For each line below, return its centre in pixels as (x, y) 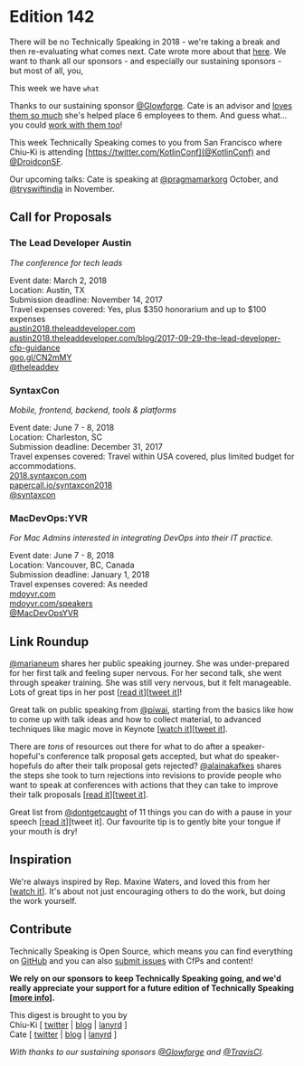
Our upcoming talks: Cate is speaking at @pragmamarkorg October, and (144, 179)
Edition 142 (52, 17)
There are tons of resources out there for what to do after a (120, 747)
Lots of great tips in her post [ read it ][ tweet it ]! (96, 692)
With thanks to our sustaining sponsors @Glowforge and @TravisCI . (137, 1052)
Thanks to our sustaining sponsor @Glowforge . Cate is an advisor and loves (151, 105)
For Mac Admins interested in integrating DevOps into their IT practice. (141, 538)
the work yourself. (43, 900)
